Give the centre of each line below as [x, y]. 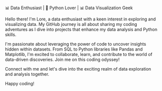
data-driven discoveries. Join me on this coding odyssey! [62, 59]
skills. [11, 35]
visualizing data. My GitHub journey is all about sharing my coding [71, 24]
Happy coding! [20, 83]
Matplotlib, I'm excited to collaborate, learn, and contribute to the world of [79, 54]
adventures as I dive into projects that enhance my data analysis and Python [81, 29]
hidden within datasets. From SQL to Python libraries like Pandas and [74, 49]
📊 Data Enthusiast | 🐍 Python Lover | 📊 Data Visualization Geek [69, 8]
